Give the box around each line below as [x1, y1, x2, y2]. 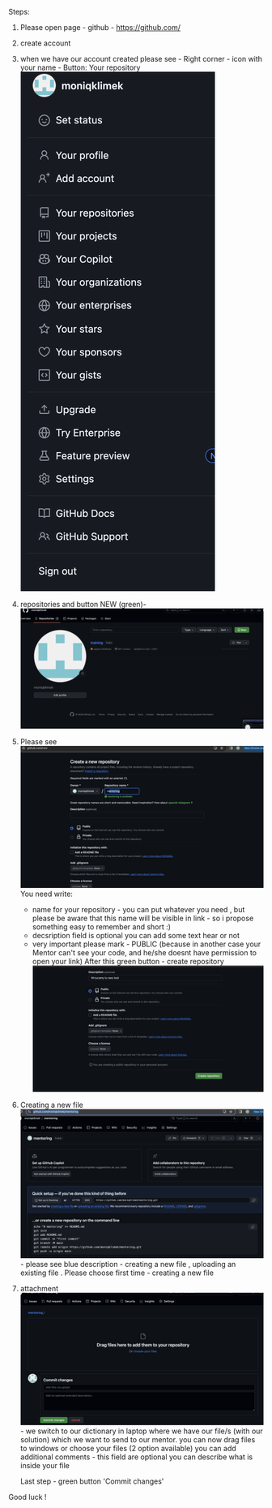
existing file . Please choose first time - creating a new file [19, 1268, 215, 1277]
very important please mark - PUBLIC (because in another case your [32, 939, 261, 949]
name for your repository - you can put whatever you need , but [32, 904, 245, 914]
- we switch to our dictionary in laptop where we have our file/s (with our [19, 1426, 263, 1436]
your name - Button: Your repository [19, 62, 141, 72]
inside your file [19, 1460, 70, 1470]
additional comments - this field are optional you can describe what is [19, 1452, 253, 1462]
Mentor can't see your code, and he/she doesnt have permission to [32, 947, 257, 957]
